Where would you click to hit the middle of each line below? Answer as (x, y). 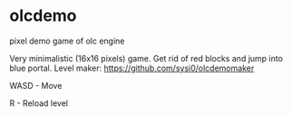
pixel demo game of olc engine (67, 41)
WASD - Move (36, 85)
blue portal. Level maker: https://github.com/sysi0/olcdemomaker (132, 68)
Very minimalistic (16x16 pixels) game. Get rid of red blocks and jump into (146, 58)
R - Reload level (39, 103)
